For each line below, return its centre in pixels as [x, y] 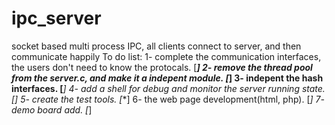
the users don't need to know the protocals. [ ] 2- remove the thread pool [162, 67]
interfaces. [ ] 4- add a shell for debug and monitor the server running [155, 88]
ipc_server [56, 18]
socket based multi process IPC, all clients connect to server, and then [156, 46]
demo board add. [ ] [52, 109]
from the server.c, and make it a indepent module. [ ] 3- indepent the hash [167, 78]
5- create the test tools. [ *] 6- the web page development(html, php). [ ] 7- [172, 99]
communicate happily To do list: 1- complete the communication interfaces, [166, 56]
